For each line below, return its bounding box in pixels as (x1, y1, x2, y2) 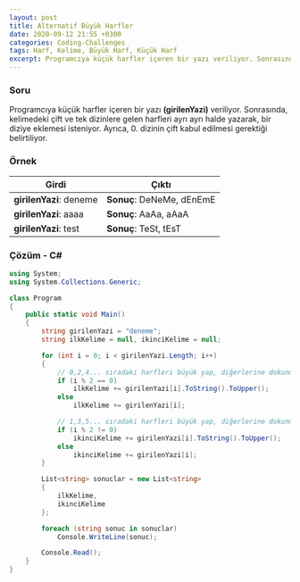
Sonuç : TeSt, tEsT (106, 222, 181, 235)
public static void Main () (25, 310, 126, 320)
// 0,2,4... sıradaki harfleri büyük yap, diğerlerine (56, 368, 266, 377)
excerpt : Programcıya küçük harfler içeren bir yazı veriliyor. (9, 54, 254, 63)
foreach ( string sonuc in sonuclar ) (41, 524, 178, 533)
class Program (9, 294, 62, 303)
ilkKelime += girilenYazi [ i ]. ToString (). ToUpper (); (72, 385, 270, 394)
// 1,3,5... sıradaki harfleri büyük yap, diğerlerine (56, 417, 266, 427)
